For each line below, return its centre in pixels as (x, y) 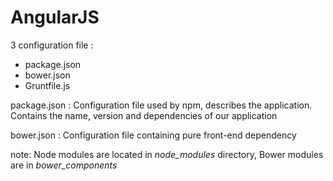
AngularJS (55, 17)
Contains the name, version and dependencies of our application (144, 115)
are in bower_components (64, 165)
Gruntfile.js (47, 85)
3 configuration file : (52, 45)
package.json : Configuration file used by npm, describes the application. (161, 105)
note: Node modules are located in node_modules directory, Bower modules (167, 154)
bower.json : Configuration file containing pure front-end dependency (153, 135)
